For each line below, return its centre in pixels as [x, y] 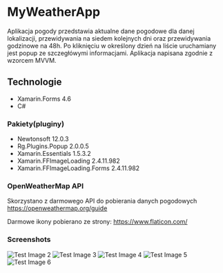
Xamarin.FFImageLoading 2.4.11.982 [69, 161]
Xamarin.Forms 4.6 [44, 99]
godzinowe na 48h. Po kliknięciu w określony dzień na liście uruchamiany [112, 45]
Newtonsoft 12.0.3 [43, 139]
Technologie [35, 82]
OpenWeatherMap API [46, 185]
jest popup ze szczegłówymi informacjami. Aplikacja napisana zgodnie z [110, 53]
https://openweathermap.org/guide [57, 208]
